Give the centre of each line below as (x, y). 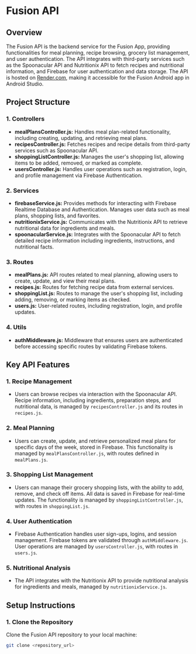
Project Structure (38, 102)
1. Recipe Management (39, 381)
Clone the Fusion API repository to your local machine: (72, 635)
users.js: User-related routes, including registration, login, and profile (98, 306)
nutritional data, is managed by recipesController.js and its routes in (99, 407)
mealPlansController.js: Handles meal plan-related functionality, (92, 132)
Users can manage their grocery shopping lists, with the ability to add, (99, 487)
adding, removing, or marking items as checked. (73, 299)
